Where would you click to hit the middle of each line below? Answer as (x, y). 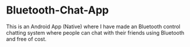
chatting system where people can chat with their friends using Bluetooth (95, 32)
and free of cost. (27, 39)
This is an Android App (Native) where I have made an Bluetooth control (94, 26)
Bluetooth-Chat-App (58, 10)
